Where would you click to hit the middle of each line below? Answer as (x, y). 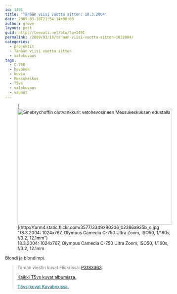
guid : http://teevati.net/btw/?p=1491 (45, 33)
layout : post (19, 28)
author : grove (20, 23)
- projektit (22, 46)
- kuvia (18, 74)
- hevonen (20, 70)
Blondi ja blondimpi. (25, 258)
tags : (11, 60)
